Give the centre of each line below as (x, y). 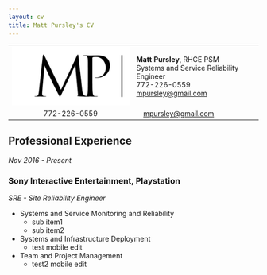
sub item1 (47, 222)
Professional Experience (70, 141)
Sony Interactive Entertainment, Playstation (94, 180)
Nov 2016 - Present (40, 160)
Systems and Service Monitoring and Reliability (97, 214)
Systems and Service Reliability (188, 68)
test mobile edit (57, 247)
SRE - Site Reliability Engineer (57, 198)
